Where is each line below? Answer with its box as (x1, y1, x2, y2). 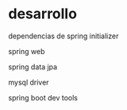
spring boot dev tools (8, 92, 78, 102)
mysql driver (8, 77, 49, 87)
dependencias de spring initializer (8, 31, 119, 41)
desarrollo (8, 5, 78, 23)
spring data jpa (8, 61, 58, 72)
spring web (8, 46, 45, 56)
